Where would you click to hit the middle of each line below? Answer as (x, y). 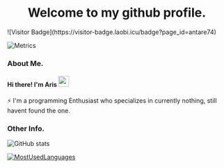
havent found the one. (39, 111)
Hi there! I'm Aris (32, 85)
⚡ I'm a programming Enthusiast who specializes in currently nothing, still (112, 101)
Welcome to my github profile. (117, 13)
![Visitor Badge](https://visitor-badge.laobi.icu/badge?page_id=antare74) (112, 32)
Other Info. (26, 128)
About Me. (25, 63)
